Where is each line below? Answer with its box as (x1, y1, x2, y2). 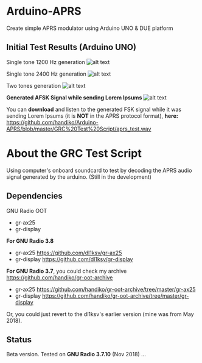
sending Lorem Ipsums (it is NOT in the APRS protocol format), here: (6, 112, 178, 120)
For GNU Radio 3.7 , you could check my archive (6, 267, 127, 275)
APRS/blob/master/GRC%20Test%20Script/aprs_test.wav (6, 125, 151, 132)
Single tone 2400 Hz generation (6, 70, 86, 77)
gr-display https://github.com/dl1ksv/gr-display (15, 255, 133, 263)
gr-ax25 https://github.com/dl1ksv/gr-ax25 (15, 249, 122, 256)
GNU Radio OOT (6, 207, 47, 214)
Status (6, 334, 32, 345)
